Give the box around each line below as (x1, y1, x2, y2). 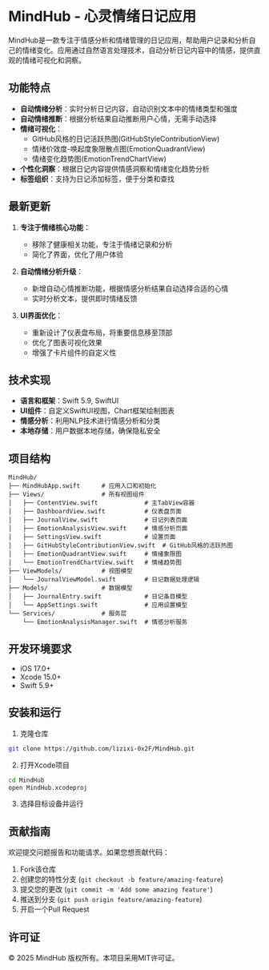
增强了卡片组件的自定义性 (31, 348, 117, 357)
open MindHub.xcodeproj (8, 783, 88, 791)
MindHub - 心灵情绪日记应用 (8, 7, 197, 26)
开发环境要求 (8, 642, 72, 655)
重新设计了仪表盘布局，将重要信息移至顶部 (31, 328, 173, 337)
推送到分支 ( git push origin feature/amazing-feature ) (19, 895, 203, 904)
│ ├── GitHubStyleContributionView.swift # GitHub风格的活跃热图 (8, 541, 234, 549)
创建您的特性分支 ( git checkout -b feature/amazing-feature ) (19, 875, 224, 884)
